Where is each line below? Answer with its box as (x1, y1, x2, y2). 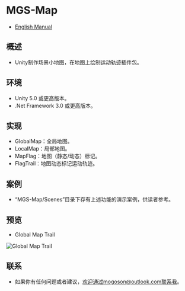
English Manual (14, 23, 52, 30)
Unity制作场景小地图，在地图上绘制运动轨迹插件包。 (14, 59, 142, 66)
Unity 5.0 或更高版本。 (14, 94, 70, 101)
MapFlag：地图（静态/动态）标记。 (14, 152, 101, 160)
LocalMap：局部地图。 (14, 145, 71, 152)
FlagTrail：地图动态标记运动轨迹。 (14, 160, 98, 167)
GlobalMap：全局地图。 (14, 137, 73, 145)
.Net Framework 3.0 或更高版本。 (14, 102, 96, 109)
